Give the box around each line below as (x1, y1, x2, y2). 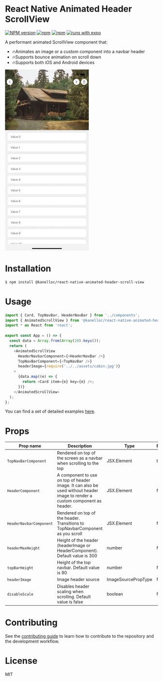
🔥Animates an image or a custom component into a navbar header (12, 49, 145, 54)
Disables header (57, 583, 90, 589)
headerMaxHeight (7, 546, 40, 551)
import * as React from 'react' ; (5, 323, 73, 328)
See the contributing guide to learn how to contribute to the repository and (5, 633, 154, 639)
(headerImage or (57, 542, 91, 548)
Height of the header (57, 537, 98, 543)
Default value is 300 (57, 552, 98, 559)
